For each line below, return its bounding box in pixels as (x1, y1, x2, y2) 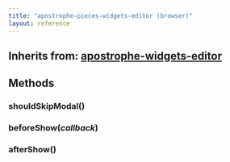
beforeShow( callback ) (8, 123, 98, 134)
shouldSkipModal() (8, 101, 86, 112)
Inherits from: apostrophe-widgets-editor (8, 49, 222, 63)
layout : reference (8, 19, 70, 27)
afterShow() (8, 144, 56, 156)
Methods (8, 77, 55, 90)
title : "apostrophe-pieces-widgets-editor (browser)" (8, 11, 194, 20)
